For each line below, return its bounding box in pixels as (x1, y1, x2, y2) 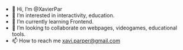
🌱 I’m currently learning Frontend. (11, 18, 94, 25)
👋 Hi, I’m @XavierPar (11, 6, 62, 12)
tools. (11, 31, 25, 38)
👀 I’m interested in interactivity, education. (11, 12, 115, 19)
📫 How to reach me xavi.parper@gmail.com (11, 37, 120, 44)
